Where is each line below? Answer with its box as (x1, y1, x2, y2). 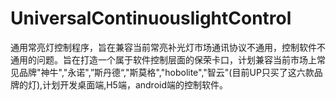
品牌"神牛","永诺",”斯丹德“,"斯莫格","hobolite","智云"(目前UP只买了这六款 (18, 66, 315, 78)
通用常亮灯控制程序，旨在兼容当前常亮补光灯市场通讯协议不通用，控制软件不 (10, 41, 326, 53)
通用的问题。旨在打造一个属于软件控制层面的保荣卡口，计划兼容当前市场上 (10, 53, 317, 66)
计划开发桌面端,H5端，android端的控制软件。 (42, 78, 228, 91)
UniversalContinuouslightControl (10, 7, 292, 30)
